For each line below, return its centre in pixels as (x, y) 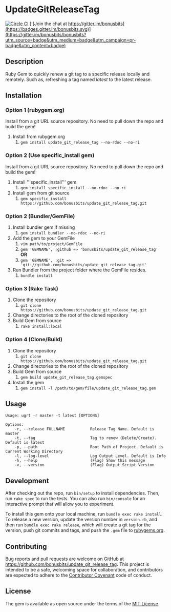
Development (27, 481)
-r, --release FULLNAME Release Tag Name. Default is (84, 429)
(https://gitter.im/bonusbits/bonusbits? (46, 34)
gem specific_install (43, 199)
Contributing (26, 547)
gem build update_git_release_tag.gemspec (66, 377)
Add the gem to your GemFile (44, 238)
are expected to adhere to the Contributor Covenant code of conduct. (79, 575)
